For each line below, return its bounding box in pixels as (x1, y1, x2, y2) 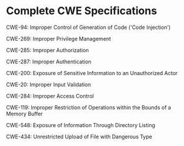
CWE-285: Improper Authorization (6, 46, 90, 54)
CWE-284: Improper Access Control (6, 92, 94, 99)
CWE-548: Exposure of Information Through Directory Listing (6, 121, 155, 128)
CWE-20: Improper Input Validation (6, 81, 91, 88)
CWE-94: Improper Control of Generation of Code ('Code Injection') (6, 24, 171, 31)
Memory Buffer (6, 110, 43, 117)
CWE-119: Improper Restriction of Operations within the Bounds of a (6, 103, 171, 111)
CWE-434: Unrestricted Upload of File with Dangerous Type (6, 133, 152, 140)
